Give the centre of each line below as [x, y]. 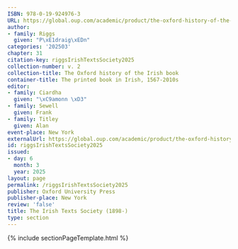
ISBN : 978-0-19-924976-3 [44, 14]
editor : [19, 86]
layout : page [27, 178]
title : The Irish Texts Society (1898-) [68, 212]
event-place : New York [41, 132]
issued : [19, 152]
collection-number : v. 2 [44, 66]
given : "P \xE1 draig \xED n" [52, 40]
